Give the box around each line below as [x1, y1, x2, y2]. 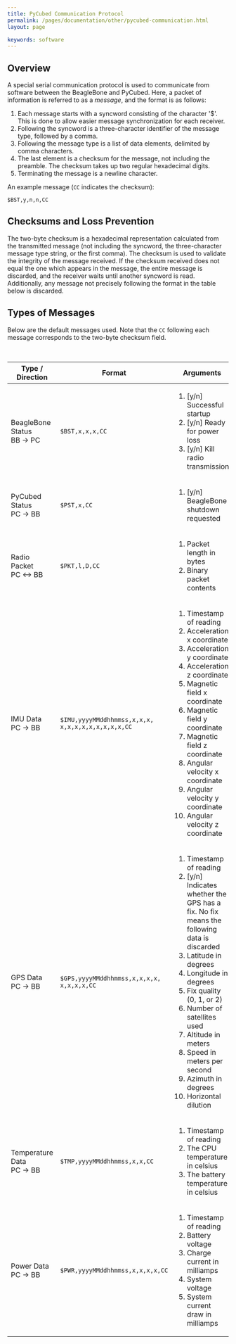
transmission [187, 462, 230, 471]
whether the [187, 889, 227, 899]
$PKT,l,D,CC [60, 562, 100, 570]
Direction [16, 372, 48, 382]
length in [187, 547, 216, 557]
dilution [187, 1100, 212, 1110]
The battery [187, 1169, 226, 1179]
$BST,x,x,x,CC [60, 427, 107, 435]
